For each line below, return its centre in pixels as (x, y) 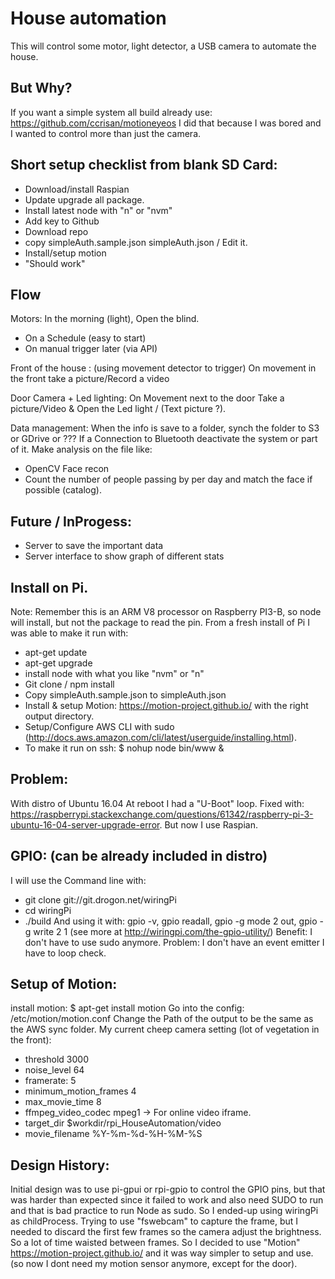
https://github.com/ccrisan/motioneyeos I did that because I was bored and (166, 123)
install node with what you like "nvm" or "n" (114, 673)
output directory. (59, 716)
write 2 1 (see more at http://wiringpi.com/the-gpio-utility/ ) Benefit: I (173, 931)
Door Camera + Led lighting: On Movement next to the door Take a (147, 398)
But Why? (41, 88)
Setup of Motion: (64, 984)
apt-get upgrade (58, 663)
